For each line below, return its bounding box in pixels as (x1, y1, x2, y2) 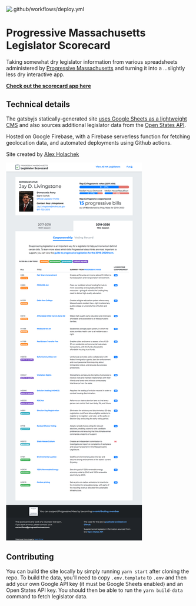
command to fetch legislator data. (6, 592, 88, 600)
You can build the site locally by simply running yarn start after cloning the (6, 568, 190, 575)
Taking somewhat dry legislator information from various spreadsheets (6, 58, 178, 65)
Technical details (6, 99, 71, 109)
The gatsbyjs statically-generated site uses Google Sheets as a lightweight (6, 115, 187, 122)
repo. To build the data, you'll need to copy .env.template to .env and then (6, 574, 187, 581)
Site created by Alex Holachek (6, 151, 79, 158)
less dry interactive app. (6, 71, 65, 78)
